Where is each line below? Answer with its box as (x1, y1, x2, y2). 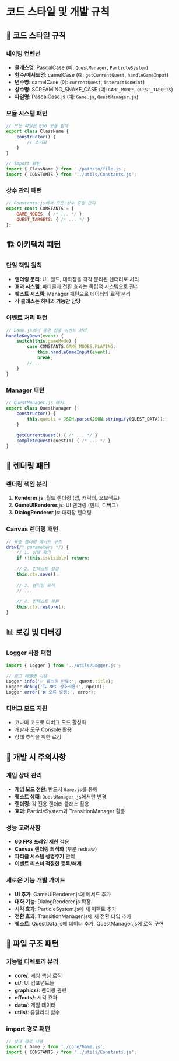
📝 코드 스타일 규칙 (6, 30, 66, 40)
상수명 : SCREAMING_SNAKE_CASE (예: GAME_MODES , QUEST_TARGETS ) (14, 86, 173, 93)
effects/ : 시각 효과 (14, 994, 58, 1001)
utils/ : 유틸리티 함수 (14, 1009, 60, 1016)
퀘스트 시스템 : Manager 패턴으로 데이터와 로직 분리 (14, 291, 131, 298)
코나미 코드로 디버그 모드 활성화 (14, 719, 86, 726)
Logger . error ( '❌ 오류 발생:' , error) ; (6, 690, 96, 695)
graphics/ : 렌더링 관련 (14, 987, 67, 994)
